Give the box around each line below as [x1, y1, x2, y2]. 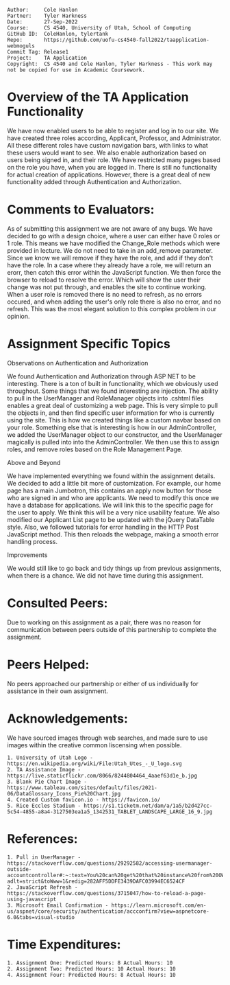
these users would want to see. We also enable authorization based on [7, 148, 207, 157]
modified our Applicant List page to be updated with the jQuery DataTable [7, 515, 215, 523]
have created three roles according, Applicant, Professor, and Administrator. [7, 134, 222, 142]
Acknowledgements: [7, 711, 129, 726]
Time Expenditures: [7, 936, 121, 952]
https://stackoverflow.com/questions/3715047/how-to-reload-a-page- [7, 890, 207, 896]
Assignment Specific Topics [7, 337, 171, 352]
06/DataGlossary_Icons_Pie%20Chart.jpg [7, 790, 121, 797]
